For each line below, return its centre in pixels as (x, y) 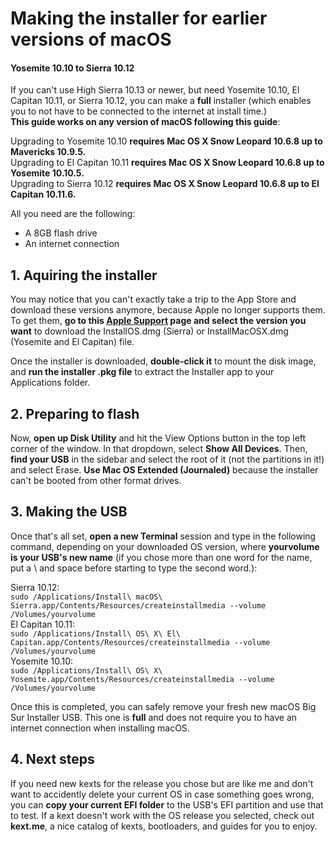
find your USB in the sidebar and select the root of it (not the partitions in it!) (167, 459)
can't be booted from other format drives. (96, 481)
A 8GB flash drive (61, 233)
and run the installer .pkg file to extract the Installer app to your (142, 372)
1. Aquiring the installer (84, 275)
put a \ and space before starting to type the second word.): (134, 568)
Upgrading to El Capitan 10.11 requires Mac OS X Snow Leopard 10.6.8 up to (167, 163)
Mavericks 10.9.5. (48, 152)
